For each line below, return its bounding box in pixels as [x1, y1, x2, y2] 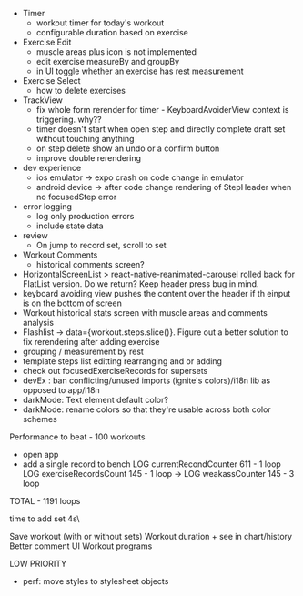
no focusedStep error [35, 191, 117, 202]
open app [22, 450, 59, 460]
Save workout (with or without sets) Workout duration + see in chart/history [9, 531, 293, 541]
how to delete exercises [35, 86, 126, 96]
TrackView [22, 95, 64, 106]
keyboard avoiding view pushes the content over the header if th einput [22, 288, 291, 298]
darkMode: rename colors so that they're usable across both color [22, 404, 271, 415]
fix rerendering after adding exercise [22, 337, 160, 347]
